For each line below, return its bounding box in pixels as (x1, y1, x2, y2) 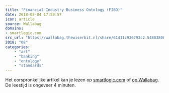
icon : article (5, 16, 35, 21)
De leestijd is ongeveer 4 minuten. (5, 82, 76, 88)
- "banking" (14, 53, 39, 59)
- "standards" (14, 63, 44, 68)
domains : (5, 26, 24, 31)
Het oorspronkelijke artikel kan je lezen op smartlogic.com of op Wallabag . (5, 77, 159, 83)
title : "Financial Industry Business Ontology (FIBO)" (5, 7, 123, 12)
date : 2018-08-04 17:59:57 (5, 12, 62, 17)
